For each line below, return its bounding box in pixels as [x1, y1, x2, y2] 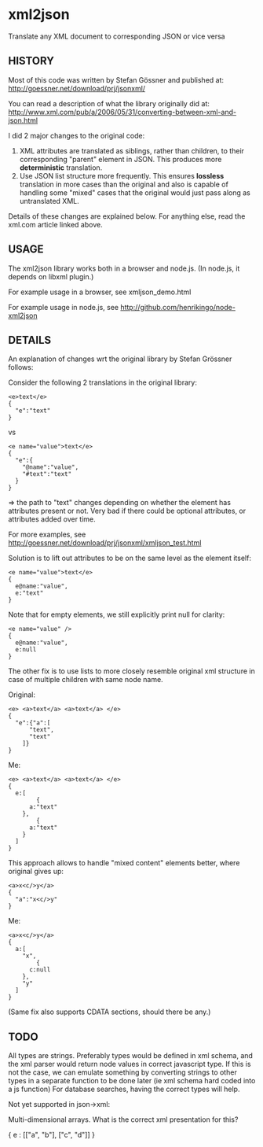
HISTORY [8, 54, 55, 68]
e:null [15, 646, 37, 654]
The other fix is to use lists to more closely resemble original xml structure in [8, 666, 255, 676]
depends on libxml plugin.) [8, 271, 94, 281]
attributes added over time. [8, 514, 96, 524]
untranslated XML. [19, 196, 80, 205]
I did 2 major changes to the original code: [8, 131, 145, 140]
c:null [28, 966, 51, 974]
